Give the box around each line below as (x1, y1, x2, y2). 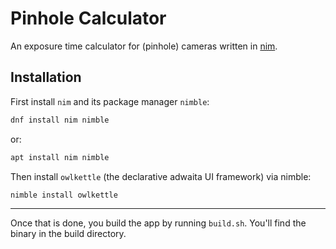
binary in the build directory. (10, 228, 127, 240)
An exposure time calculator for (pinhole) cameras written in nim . (10, 40, 278, 52)
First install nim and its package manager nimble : (10, 95, 210, 107)
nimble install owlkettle (10, 190, 118, 200)
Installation (10, 69, 82, 86)
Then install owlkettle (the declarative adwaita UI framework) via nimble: (10, 170, 312, 182)
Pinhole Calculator (10, 7, 167, 30)
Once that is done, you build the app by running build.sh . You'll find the (10, 217, 307, 229)
